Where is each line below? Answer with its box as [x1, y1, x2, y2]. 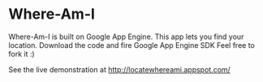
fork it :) [8, 49, 35, 58]
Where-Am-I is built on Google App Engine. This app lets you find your [8, 32, 244, 41]
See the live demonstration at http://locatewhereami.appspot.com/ [8, 64, 231, 74]
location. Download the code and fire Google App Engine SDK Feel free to [8, 40, 256, 50]
